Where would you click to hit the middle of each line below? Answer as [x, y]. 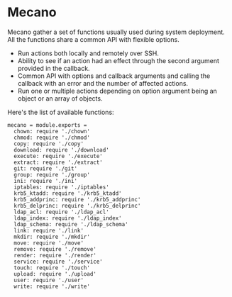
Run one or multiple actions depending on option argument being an [117, 91]
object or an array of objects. [60, 98]
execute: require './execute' [58, 156]
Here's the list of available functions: [61, 112]
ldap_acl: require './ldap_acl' [62, 212]
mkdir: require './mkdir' [52, 237]
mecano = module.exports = [47, 125]
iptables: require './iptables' [62, 187]
